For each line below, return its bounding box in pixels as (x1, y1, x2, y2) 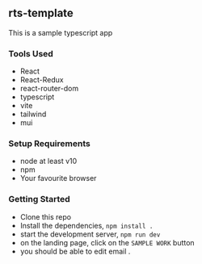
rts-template (8, 6, 74, 20)
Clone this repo (19, 212, 71, 221)
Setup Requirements (8, 138, 90, 149)
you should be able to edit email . (19, 246, 131, 256)
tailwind (19, 109, 47, 119)
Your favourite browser (19, 174, 97, 183)
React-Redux (19, 75, 64, 85)
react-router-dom (19, 84, 79, 94)
